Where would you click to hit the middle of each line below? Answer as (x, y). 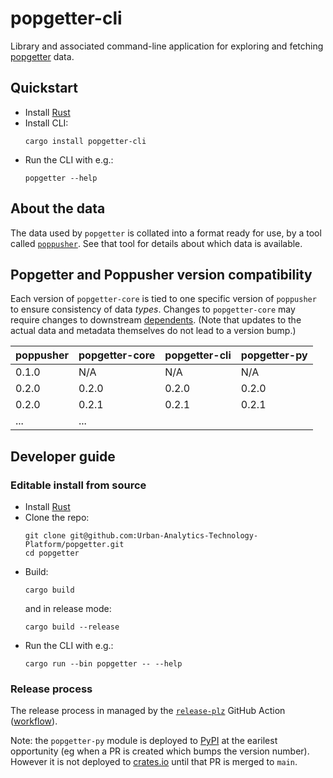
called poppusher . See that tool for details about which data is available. (156, 243)
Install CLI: (46, 123)
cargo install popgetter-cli (85, 141)
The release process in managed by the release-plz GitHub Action (148, 711)
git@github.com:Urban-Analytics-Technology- (164, 536)
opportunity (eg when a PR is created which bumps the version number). (160, 751)
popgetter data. (42, 56)
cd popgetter (52, 553)
